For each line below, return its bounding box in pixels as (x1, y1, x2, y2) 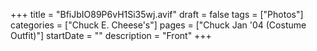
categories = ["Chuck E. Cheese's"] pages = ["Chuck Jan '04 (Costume (10, 19, 307, 31)
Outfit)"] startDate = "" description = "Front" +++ (10, 30, 212, 41)
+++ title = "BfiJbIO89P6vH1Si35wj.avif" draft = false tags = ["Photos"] (10, 9, 304, 20)
